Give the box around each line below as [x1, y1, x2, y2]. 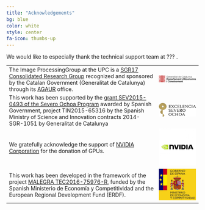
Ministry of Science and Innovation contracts [9, 114, 121, 121]
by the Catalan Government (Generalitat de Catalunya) [9, 79, 145, 86]
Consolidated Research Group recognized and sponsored [9, 72, 154, 79]
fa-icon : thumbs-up [6, 35, 56, 42]
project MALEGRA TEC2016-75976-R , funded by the [9, 178, 146, 186]
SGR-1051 [9, 120, 38, 128]
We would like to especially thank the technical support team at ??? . [6, 53, 178, 60]
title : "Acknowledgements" [6, 10, 75, 16]
